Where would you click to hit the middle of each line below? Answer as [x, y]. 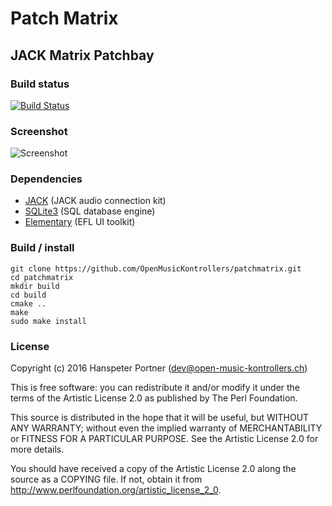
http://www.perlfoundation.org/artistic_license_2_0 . [116, 490]
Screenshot [39, 131]
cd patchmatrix [42, 277]
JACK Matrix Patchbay [82, 55]
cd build [28, 295]
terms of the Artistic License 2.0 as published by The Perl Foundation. [154, 398]
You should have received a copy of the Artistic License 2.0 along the [153, 469]
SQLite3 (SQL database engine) [90, 211]
